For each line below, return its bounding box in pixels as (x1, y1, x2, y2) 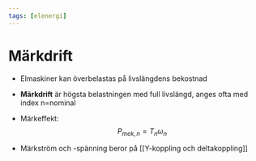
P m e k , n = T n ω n (117, 126, 168, 138)
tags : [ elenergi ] (8, 11, 67, 20)
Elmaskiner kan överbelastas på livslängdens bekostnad (19, 74, 208, 83)
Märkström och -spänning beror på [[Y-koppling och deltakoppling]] (19, 143, 249, 154)
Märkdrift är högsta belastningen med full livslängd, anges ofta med (19, 89, 249, 99)
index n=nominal (19, 98, 76, 108)
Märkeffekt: (19, 113, 59, 123)
